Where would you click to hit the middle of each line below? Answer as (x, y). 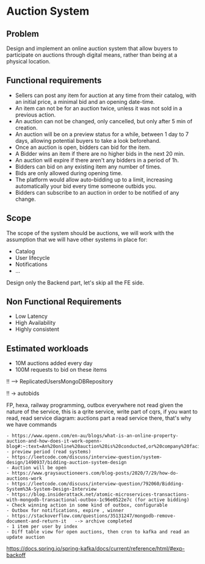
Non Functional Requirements (64, 302)
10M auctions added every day (54, 363)
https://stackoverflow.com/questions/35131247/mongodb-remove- (94, 516)
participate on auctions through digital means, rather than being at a (92, 55)
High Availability (35, 323)
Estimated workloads (47, 348)
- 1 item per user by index (42, 527)
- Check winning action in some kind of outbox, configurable (87, 505)
